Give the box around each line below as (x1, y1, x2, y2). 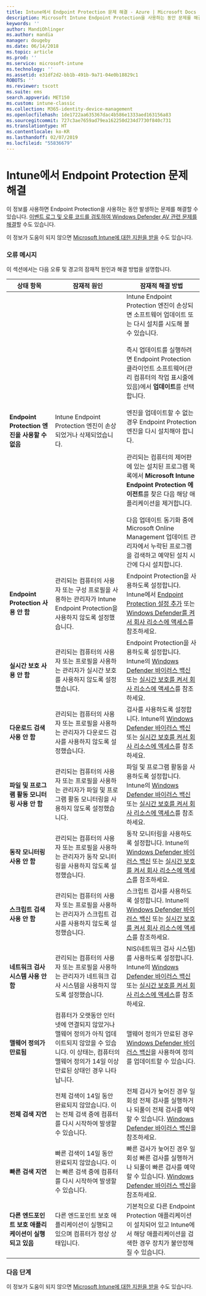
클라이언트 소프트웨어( (126, 364, 188, 372)
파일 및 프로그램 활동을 (126, 762, 188, 771)
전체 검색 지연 (9, 1110, 47, 1118)
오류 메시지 (6, 250, 37, 259)
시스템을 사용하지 (62, 981, 110, 989)
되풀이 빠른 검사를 (134, 1163, 183, 1171)
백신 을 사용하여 (139, 1048, 181, 1056)
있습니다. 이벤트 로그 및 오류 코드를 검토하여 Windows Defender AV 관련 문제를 (6, 213, 197, 220)
